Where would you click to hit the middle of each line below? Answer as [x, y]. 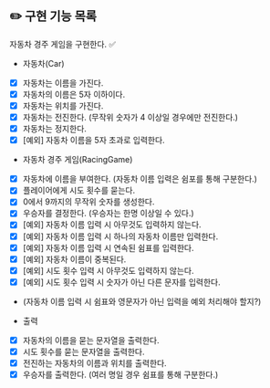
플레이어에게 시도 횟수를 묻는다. [78, 191]
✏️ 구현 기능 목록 [53, 16]
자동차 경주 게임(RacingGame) [78, 160]
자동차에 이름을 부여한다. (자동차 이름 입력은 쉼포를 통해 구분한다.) [140, 179]
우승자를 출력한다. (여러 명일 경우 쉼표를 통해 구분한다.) [120, 374]
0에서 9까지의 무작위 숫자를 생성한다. [88, 202]
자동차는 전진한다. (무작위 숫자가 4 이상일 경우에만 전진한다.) [130, 117]
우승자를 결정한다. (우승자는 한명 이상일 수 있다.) [108, 214]
